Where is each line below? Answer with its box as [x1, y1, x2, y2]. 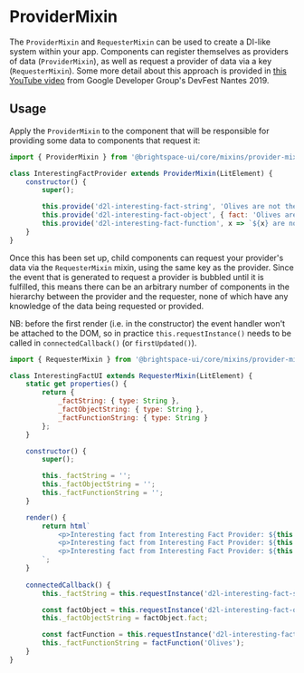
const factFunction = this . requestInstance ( [42, 630, 213, 639]
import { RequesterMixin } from [9, 355, 131, 364]
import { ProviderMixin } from [9, 152, 128, 161]
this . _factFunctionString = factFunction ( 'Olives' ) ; [42, 639, 245, 648]
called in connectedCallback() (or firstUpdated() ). [9, 337, 197, 348]
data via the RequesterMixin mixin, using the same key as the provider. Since [9, 261, 294, 273]
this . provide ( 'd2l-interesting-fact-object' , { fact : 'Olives [42, 210, 281, 219]
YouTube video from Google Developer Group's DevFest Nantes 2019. [9, 74, 270, 85]
